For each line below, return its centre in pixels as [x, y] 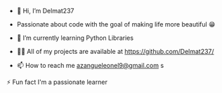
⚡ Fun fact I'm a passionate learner [57, 82]
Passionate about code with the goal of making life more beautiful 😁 [116, 24]
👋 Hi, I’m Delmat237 [45, 11]
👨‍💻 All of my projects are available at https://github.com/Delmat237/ [116, 51]
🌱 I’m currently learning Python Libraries [75, 38]
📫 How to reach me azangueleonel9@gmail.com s [90, 65]
